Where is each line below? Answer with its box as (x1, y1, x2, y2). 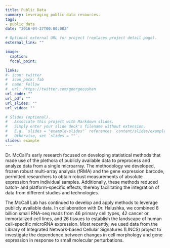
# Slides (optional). (5, 114, 51, 119)
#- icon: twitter (5, 72, 42, 77)
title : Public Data (5, 7, 47, 13)
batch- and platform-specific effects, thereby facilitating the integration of (5, 184, 159, 190)
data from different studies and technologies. (5, 189, 100, 195)
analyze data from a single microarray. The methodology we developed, (5, 162, 155, 169)
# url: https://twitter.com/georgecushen (5, 87, 96, 92)
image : (5, 49, 19, 54)
